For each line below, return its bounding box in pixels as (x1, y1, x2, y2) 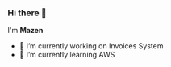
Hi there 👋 (7, 7, 48, 19)
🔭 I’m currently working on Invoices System (19, 41, 164, 51)
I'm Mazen (7, 26, 44, 36)
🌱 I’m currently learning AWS (19, 50, 115, 60)
